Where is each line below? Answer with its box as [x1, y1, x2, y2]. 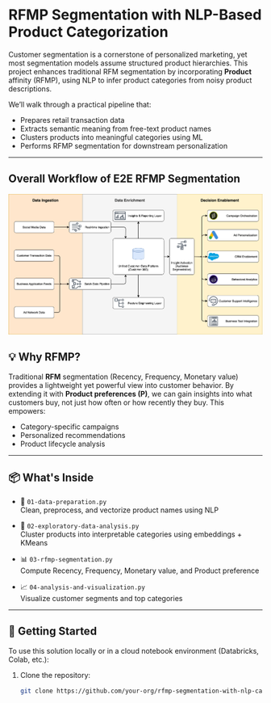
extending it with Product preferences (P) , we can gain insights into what [8, 389, 252, 398]
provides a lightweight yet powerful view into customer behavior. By [8, 380, 234, 389]
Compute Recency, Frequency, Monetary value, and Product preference [19, 566, 260, 575]
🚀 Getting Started [8, 625, 98, 638]
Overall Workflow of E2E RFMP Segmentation [8, 172, 240, 186]
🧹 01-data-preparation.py [19, 496, 107, 506]
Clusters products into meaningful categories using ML [19, 132, 203, 142]
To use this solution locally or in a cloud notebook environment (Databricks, [8, 646, 260, 655]
